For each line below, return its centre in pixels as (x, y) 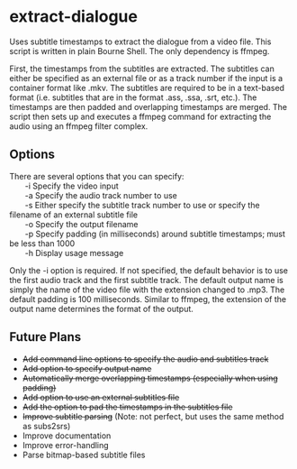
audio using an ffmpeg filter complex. (79, 126)
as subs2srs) (46, 426)
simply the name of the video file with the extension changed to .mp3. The (147, 290)
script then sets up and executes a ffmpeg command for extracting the (140, 116)
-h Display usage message (74, 253)
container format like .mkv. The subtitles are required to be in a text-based (147, 87)
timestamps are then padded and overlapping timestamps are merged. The (148, 106)
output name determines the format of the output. (101, 308)
